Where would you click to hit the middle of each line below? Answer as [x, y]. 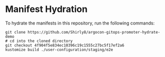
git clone [16, 32]
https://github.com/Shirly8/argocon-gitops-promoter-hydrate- [94, 32]
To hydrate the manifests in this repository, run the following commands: [80, 23]
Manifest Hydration [46, 9]
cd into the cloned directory [41, 41]
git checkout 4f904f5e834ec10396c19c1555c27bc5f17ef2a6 [65, 45]
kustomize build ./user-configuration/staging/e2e [59, 49]
